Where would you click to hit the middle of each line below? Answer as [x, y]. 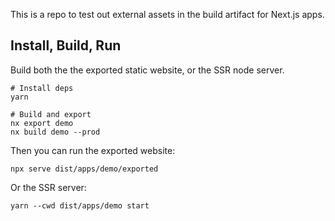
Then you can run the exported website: [93, 150]
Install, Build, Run [66, 45]
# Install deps [42, 88]
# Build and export [51, 114]
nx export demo [42, 123]
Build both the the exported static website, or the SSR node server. [147, 70]
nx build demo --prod [55, 132]
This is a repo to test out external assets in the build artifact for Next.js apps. [167, 14]
